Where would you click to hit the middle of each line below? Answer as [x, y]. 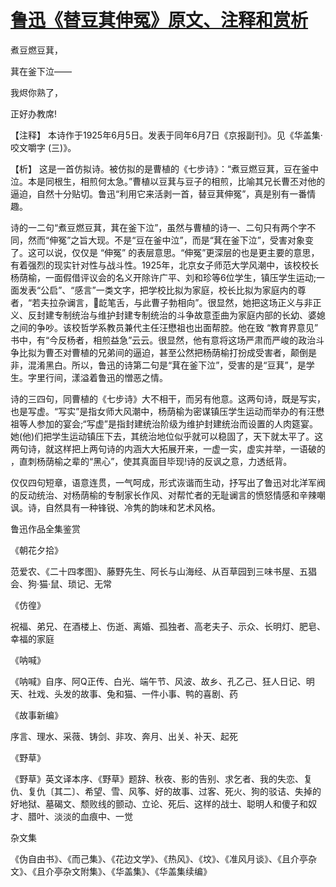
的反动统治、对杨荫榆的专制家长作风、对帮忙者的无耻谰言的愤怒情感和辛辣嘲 [168, 495]
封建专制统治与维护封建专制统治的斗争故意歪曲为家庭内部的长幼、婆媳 [181, 315]
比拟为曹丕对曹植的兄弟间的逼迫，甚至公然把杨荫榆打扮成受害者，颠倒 [163, 352]
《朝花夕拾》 [36, 550]
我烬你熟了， [36, 92]
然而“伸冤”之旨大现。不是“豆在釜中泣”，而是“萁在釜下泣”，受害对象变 [170, 240]
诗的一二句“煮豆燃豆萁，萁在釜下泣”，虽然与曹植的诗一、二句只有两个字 [159, 227]
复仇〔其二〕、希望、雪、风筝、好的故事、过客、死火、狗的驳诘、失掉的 [174, 791]
